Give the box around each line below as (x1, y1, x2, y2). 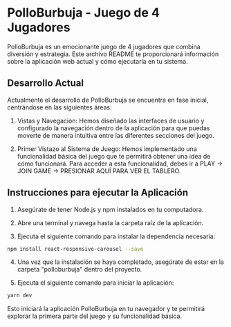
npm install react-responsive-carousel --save (7, 245, 144, 252)
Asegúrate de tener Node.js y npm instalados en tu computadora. (17, 205, 204, 213)
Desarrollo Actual (7, 78, 84, 89)
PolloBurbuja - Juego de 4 (7, 5, 160, 21)
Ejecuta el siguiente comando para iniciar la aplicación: (17, 279, 174, 287)
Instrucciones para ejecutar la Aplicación (7, 187, 189, 199)
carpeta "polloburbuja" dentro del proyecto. (17, 265, 142, 274)
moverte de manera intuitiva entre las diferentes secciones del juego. (17, 131, 214, 139)
